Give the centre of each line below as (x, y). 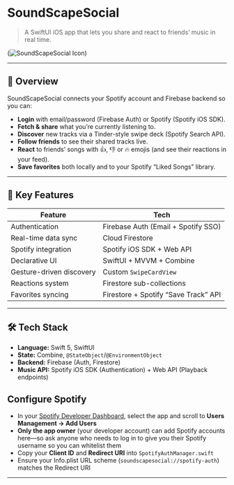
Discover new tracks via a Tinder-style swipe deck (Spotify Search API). (121, 134)
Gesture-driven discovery (53, 272)
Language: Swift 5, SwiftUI (56, 348)
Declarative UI (34, 261)
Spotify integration (41, 249)
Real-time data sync (44, 238)
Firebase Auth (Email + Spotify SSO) (162, 226)
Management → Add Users (57, 424)
